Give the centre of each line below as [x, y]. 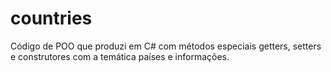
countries [51, 18]
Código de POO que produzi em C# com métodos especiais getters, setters [166, 46]
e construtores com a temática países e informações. [120, 56]
